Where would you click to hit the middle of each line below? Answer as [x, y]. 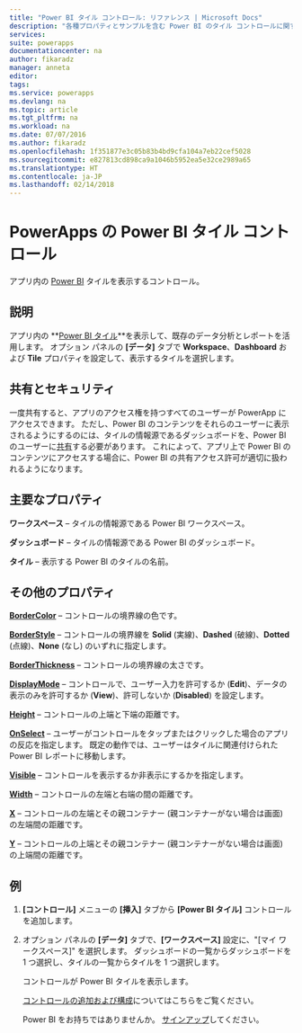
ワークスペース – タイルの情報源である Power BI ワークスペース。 [129, 523]
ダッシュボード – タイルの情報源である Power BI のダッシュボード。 [134, 542]
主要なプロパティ [56, 500]
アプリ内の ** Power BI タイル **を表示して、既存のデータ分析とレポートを [146, 335]
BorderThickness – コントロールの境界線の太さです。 [109, 665]
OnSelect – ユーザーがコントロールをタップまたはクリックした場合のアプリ [149, 734]
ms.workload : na [40, 127]
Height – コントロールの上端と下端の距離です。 [97, 715]
